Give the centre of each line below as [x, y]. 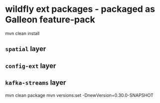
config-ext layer [31, 66]
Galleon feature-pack [50, 20]
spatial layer [26, 49]
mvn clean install [22, 33]
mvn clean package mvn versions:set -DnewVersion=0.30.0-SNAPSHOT [80, 95]
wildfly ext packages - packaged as [80, 9]
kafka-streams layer [36, 83]
